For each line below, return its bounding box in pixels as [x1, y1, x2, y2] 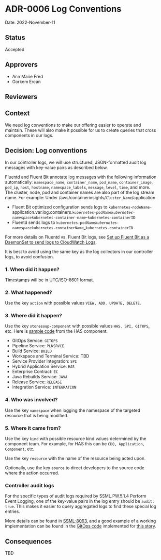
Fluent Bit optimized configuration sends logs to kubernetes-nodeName [12, 204, 150, 210]
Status [5, 34, 26, 42]
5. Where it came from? [5, 424, 61, 431]
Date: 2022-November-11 [5, 19, 56, 25]
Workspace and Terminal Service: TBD [12, 353, 89, 359]
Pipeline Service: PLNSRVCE [12, 343, 64, 349]
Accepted [5, 46, 25, 52]
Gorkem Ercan [12, 79, 41, 85]
